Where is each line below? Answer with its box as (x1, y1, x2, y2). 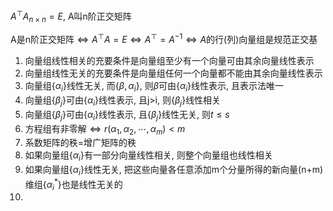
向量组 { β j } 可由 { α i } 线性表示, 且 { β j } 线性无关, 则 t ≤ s (24, 108, 230, 123)
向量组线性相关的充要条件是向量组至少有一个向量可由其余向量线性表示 (24, 55, 315, 67)
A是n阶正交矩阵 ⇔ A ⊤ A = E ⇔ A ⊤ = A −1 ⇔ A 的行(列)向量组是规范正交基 (10, 32, 318, 46)
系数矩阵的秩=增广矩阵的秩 (24, 137, 137, 149)
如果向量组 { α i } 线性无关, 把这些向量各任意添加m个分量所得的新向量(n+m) (24, 164, 324, 178)
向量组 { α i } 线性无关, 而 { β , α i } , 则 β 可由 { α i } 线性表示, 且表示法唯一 (24, 80, 285, 94)
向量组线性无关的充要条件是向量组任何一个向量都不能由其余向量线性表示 (24, 67, 323, 79)
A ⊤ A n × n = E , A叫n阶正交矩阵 (10, 9, 132, 24)
